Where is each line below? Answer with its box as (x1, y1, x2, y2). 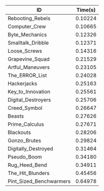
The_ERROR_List (8, 72, 47, 79)
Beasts (8, 113, 24, 119)
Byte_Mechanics (8, 31, 47, 38)
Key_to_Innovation (8, 88, 51, 95)
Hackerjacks (8, 80, 38, 87)
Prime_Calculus (8, 121, 44, 127)
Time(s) (76, 7, 96, 13)
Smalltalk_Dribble (8, 40, 49, 46)
